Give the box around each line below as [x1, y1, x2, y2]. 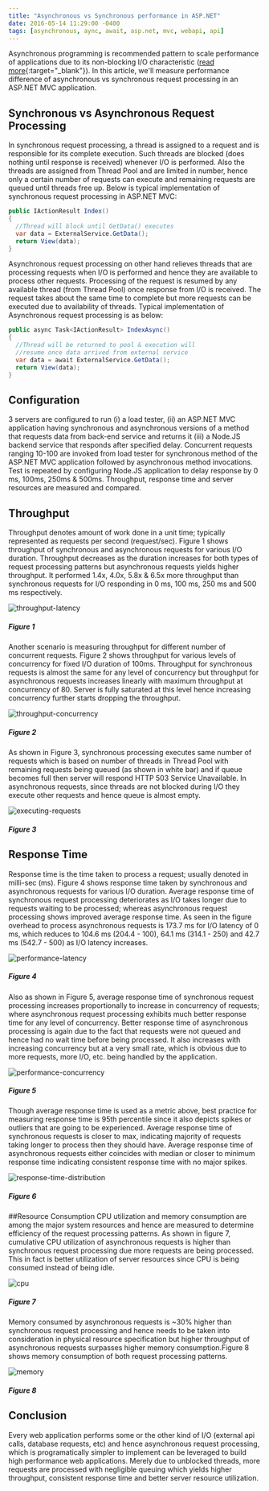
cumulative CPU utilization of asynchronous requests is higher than [8, 1237, 231, 1247]
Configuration [8, 393, 80, 407]
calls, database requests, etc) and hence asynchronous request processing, [8, 1439, 260, 1448]
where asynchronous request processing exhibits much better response [8, 1009, 247, 1018]
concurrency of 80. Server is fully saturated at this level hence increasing [8, 685, 251, 695]
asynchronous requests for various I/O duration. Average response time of [8, 886, 255, 896]
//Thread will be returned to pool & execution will [15, 341, 196, 349]
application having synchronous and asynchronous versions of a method [8, 423, 250, 433]
